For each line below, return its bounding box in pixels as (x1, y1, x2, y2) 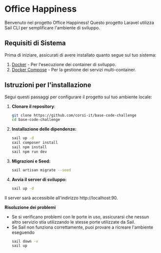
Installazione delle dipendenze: (11, 126, 77, 132)
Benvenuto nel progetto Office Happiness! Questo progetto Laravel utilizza (4, 20, 154, 25)
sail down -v (11, 239, 39, 244)
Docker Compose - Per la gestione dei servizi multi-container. (11, 67, 136, 72)
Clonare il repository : (11, 103, 56, 109)
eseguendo (11, 229, 35, 235)
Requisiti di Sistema (4, 39, 66, 47)
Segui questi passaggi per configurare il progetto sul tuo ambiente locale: (4, 94, 152, 100)
